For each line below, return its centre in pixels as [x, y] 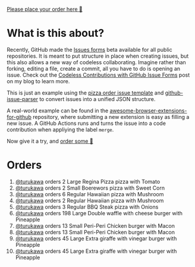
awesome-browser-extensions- [148, 111]
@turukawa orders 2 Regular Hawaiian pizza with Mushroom [89, 200]
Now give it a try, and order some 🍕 [50, 141]
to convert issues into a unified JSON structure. [97, 99]
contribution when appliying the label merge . [60, 129]
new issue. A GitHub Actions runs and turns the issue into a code [86, 123]
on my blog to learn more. [38, 81]
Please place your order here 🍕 [45, 9]
